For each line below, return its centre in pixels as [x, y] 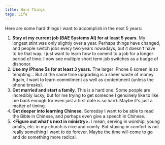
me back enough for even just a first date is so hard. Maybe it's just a [82, 100]
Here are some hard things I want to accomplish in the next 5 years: [74, 28]
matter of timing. [29, 106]
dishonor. [22, 64]
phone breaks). [28, 85]
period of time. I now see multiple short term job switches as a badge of [85, 58]
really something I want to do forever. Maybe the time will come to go [82, 132]
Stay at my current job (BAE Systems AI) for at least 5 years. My [79, 38]
